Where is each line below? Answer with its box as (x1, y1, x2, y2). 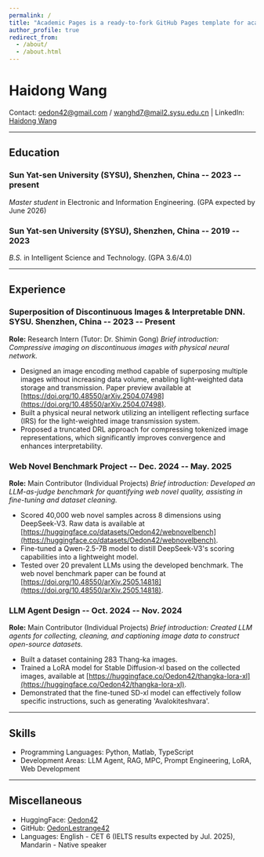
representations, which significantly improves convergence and (20, 432, 226, 442)
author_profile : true (9, 26, 80, 34)
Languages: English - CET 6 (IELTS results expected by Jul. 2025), (20, 831, 236, 841)
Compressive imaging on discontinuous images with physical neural (9, 342, 230, 352)
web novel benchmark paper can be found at (20, 568, 166, 578)
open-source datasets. (9, 640, 83, 649)
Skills (9, 727, 36, 740)
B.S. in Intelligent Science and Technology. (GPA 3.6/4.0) (9, 253, 193, 262)
